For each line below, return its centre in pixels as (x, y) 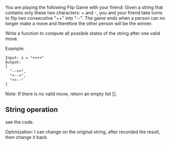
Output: (13, 62)
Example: (15, 48)
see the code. (20, 122)
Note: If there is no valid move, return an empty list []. (61, 94)
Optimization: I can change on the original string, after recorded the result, (83, 132)
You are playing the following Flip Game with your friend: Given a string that (84, 7)
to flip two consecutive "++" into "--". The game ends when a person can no (85, 18)
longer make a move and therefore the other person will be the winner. (79, 23)
